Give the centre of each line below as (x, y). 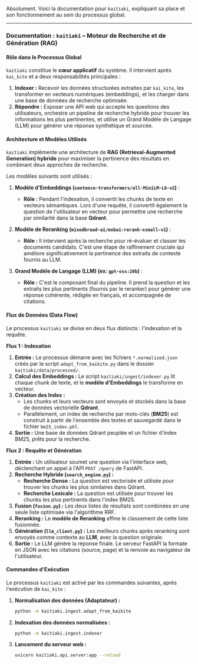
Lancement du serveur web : (50, 645)
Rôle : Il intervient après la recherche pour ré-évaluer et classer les (105, 241)
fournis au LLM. (42, 260)
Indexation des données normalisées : (62, 622)
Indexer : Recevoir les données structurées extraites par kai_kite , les (99, 88)
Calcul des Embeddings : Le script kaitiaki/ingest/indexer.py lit (95, 376)
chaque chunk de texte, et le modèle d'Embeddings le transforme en (99, 382)
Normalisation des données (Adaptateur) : (67, 600)
